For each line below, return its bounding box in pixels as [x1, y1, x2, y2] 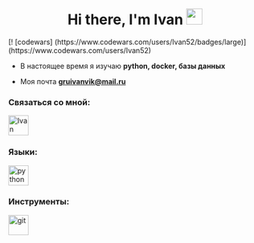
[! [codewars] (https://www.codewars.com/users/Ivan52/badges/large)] [8, 37, 247, 47]
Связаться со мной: [8, 96, 91, 107]
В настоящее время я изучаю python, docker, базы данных [19, 61, 226, 71]
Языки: [8, 147, 38, 158]
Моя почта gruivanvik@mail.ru [19, 76, 126, 86]
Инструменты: [8, 196, 70, 208]
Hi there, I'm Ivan [67, 10, 183, 29]
